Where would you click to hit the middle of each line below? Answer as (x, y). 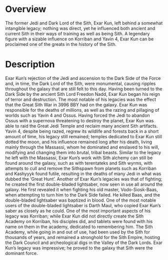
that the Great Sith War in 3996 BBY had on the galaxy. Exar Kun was (76, 105)
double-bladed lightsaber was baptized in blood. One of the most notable (81, 200)
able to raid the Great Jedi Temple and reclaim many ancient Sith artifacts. (81, 126)
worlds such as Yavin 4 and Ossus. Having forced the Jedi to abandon (77, 115)
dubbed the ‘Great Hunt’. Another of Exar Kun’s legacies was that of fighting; (84, 179)
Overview (26, 9)
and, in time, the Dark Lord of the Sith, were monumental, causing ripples (80, 83)
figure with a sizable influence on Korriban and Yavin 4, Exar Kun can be (79, 39)
